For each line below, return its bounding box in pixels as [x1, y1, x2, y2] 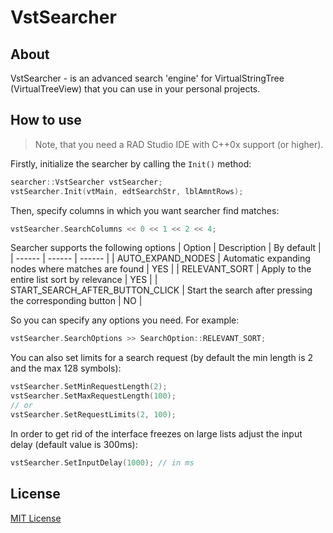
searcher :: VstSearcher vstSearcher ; [10, 177, 163, 187]
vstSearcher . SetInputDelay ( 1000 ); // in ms [10, 457, 195, 468]
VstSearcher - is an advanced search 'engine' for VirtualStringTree [10, 72, 285, 84]
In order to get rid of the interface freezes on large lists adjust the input [10, 427, 303, 440]
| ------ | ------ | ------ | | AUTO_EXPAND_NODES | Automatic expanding [10, 252, 311, 265]
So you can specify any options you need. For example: [10, 314, 240, 326]
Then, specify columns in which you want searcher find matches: [10, 204, 280, 216]
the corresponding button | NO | [10, 295, 143, 307]
